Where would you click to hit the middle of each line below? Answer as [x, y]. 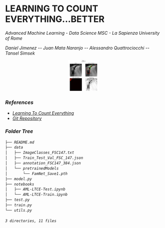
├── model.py [19, 179]
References [19, 102]
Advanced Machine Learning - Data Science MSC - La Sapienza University [82, 33]
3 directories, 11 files [31, 221]
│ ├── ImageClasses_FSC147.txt [40, 153]
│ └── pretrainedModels [32, 168]
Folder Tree [19, 131]
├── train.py [19, 205]
